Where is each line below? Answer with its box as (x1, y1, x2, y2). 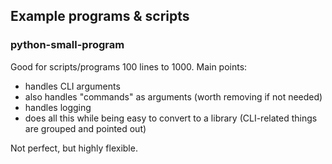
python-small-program (10, 38, 125, 52)
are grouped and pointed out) (24, 122, 147, 134)
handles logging (24, 101, 92, 113)
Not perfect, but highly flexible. (10, 142, 138, 154)
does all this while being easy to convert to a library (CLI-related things (24, 112, 318, 124)
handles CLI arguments (24, 80, 121, 92)
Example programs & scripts (10, 8, 190, 25)
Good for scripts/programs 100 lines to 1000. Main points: (10, 60, 248, 73)
